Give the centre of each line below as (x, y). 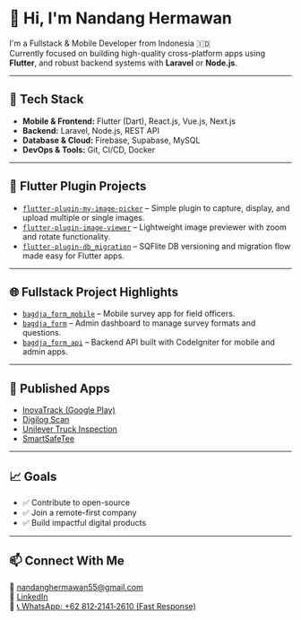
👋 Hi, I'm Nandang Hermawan (121, 18)
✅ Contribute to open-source (76, 502)
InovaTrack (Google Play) (69, 410)
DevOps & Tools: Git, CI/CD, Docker (88, 149)
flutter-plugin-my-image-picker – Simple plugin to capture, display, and (156, 208)
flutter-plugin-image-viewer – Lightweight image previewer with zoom (154, 227)
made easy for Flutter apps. (73, 256)
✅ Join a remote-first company (79, 512)
